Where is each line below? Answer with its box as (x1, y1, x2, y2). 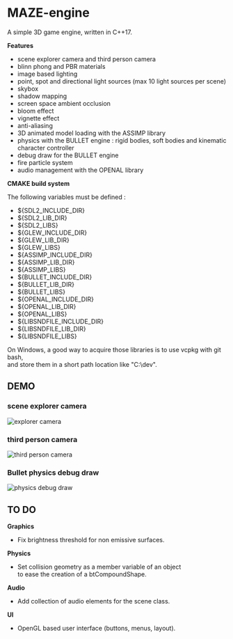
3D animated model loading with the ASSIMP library (17, 129, 166, 137)
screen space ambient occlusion (17, 99, 111, 107)
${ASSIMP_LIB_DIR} (17, 258, 75, 266)
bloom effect (17, 106, 54, 115)
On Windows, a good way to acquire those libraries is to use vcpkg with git (7, 345, 221, 354)
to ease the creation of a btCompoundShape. (17, 570, 147, 578)
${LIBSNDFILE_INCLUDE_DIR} (17, 317, 104, 325)
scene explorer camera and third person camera (17, 54, 156, 63)
